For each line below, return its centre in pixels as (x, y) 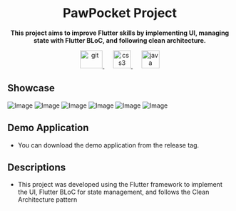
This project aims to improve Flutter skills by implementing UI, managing (120, 33)
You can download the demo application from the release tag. (108, 145)
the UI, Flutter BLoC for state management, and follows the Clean (113, 192)
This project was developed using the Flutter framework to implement (120, 185)
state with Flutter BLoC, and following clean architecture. (120, 40)
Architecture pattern (47, 200)
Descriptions (37, 167)
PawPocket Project (120, 13)
